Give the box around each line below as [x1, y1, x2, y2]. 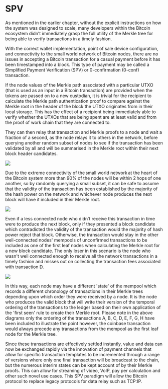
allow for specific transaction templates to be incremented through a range [5, 351, 160, 357]
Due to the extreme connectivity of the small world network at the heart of [5, 170, 158, 176]
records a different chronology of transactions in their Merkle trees [5, 288, 143, 294]
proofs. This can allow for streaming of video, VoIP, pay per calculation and [5, 367, 160, 373]
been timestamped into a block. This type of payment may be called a [5, 61, 149, 67]
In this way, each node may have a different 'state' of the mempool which [5, 283, 157, 289]
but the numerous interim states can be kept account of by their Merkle [5, 362, 153, 368]
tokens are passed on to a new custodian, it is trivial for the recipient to [5, 93, 152, 99]
